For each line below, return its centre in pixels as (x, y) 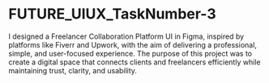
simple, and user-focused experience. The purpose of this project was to (130, 53)
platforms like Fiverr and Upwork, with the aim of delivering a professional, (133, 44)
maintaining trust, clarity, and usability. (73, 70)
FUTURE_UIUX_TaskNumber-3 (112, 14)
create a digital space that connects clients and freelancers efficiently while (134, 62)
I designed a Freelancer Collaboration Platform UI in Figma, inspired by (126, 36)
